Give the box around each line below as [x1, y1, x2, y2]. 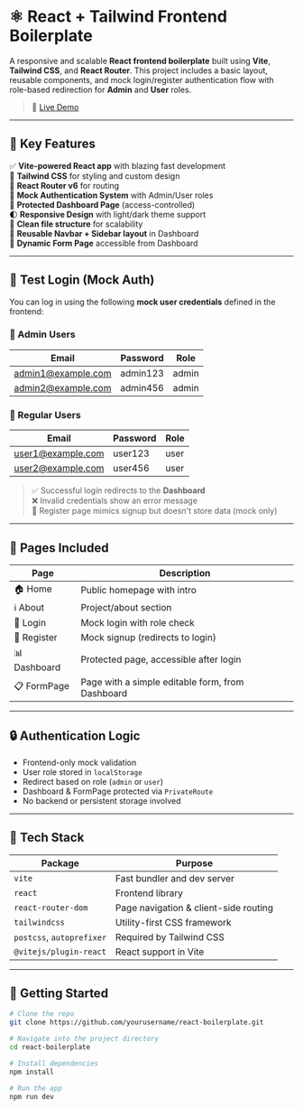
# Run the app [9, 1084, 63, 1093]
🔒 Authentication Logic [9, 729, 141, 744]
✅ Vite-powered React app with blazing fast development [9, 160, 226, 171]
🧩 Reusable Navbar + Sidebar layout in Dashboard [9, 228, 199, 238]
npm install [9, 1067, 54, 1076]
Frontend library [115, 887, 183, 899]
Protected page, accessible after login [80, 653, 242, 666]
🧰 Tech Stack [9, 830, 85, 845]
